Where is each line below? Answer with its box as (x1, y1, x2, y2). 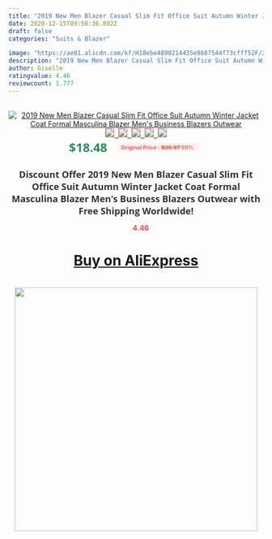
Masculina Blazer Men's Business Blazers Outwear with (11, 192, 261, 205)
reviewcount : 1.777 (8, 79, 74, 88)
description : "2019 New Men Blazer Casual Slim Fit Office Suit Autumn (8, 57, 255, 65)
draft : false (8, 27, 53, 35)
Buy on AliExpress (73, 252, 199, 270)
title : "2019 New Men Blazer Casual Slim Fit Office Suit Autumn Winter (8, 11, 259, 20)
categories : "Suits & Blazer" (8, 34, 111, 43)
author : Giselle (8, 64, 63, 73)
